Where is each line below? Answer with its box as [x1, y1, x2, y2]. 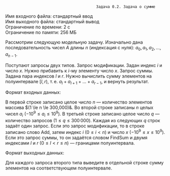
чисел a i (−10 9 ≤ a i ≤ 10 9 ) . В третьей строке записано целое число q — [5, 110, 160, 118]
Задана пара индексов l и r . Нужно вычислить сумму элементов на [5, 73, 152, 79]
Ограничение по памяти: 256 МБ [5, 29, 77, 35]
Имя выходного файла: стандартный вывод [5, 19, 100, 24]
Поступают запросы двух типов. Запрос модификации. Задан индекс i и [5, 62, 162, 68]
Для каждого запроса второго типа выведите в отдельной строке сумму [5, 159, 164, 165]
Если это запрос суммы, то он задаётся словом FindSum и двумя [5, 134, 148, 140]
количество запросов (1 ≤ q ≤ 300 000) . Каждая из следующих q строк [5, 117, 160, 123]
